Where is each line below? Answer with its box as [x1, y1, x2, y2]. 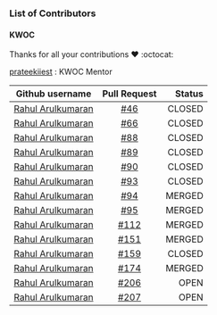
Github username [15, 87, 92, 100]
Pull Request [102, 87, 157, 100]
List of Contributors [9, 7, 96, 20]
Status [174, 87, 204, 100]
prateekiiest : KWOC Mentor [9, 66, 113, 78]
